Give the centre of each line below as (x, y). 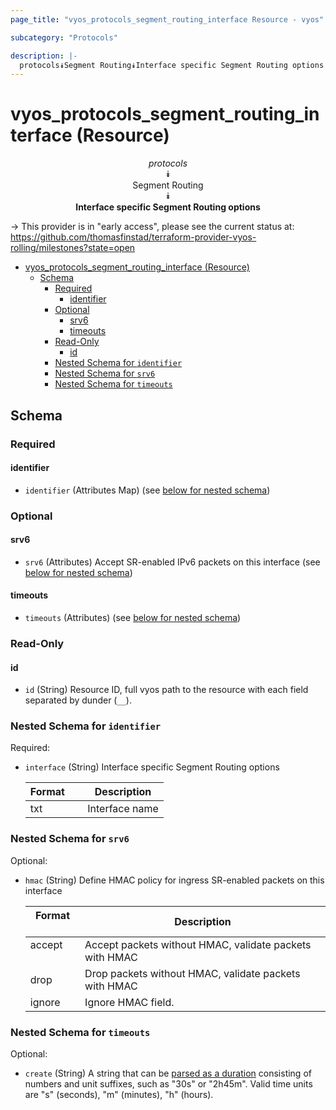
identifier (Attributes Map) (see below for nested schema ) (147, 490)
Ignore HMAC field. (129, 1002)
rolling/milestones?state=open (73, 248)
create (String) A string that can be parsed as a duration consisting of (168, 1073)
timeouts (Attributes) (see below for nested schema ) (133, 618)
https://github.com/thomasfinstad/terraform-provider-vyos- (133, 237)
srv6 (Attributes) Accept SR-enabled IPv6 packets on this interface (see (172, 562)
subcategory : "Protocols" (64, 37)
